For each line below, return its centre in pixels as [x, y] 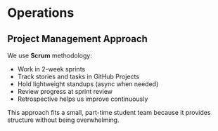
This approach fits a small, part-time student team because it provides [109, 112]
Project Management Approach [77, 39]
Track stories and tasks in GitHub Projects [78, 76]
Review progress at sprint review [65, 91]
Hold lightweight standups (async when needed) [88, 84]
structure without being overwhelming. [63, 120]
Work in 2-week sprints [51, 69]
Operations [41, 13]
